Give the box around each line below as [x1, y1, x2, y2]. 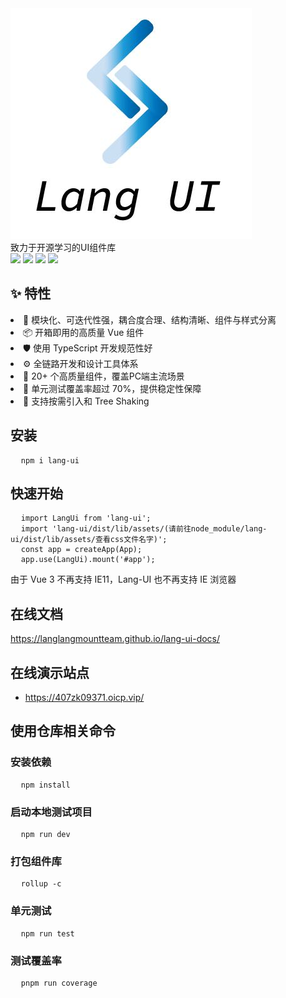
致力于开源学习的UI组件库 [10, 242, 117, 253]
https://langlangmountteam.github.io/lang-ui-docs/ [10, 633, 221, 645]
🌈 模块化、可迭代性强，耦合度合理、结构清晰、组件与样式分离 [23, 313, 277, 326]
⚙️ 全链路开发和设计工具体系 [23, 357, 139, 369]
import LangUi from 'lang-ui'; [20, 513, 152, 524]
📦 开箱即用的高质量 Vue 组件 [23, 326, 145, 338]
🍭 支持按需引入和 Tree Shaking [23, 395, 150, 407]
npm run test [20, 928, 75, 939]
